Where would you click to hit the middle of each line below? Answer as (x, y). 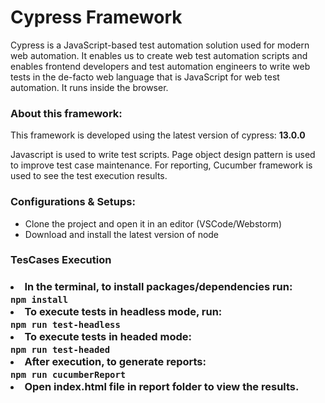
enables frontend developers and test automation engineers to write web (160, 66)
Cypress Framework (96, 17)
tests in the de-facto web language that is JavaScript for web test (145, 77)
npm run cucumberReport (68, 375)
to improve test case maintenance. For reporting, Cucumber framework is (161, 165)
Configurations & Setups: (73, 202)
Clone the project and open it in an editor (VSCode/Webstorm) (153, 223)
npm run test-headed (60, 350)
